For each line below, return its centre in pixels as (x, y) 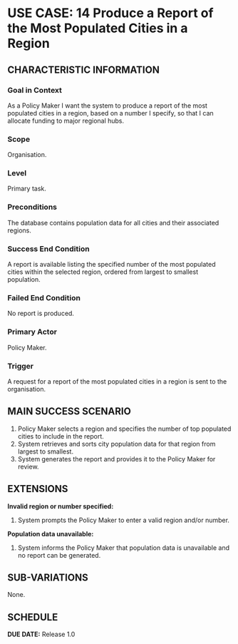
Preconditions (32, 207)
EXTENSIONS (38, 489)
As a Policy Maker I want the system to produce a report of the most (108, 106)
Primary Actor (32, 332)
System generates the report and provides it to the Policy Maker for (117, 459)
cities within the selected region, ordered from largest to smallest (103, 272)
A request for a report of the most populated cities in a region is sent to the (117, 381)
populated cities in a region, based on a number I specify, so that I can (110, 113)
